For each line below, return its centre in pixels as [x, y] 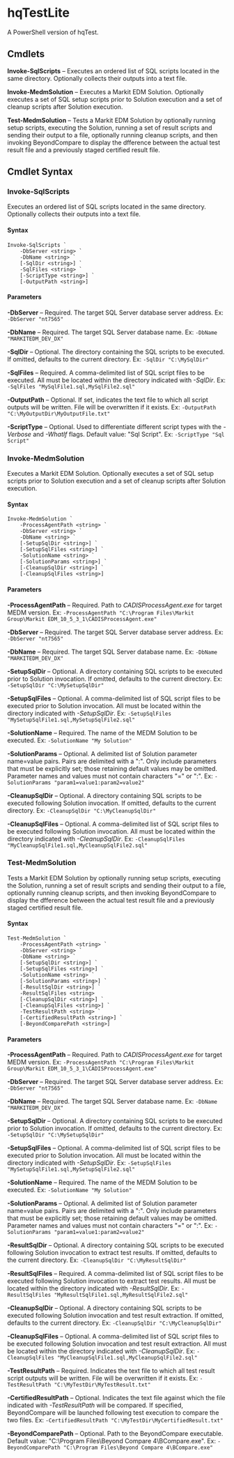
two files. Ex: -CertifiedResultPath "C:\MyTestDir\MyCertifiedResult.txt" [115, 1420]
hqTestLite [38, 13]
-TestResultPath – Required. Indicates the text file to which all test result [111, 1371]
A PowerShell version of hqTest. [53, 32]
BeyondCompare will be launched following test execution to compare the [113, 1413]
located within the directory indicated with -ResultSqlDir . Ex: [93, 1288]
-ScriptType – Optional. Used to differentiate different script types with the [114, 426]
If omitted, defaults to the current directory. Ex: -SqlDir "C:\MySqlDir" [108, 359]
